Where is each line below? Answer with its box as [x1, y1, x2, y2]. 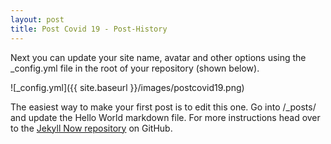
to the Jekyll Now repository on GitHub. [10, 122, 173, 134]
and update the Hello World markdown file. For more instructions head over [10, 111, 321, 123]
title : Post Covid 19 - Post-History [10, 24, 168, 34]
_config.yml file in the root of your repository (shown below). [10, 62, 260, 74]
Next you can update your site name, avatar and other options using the [10, 51, 307, 63]
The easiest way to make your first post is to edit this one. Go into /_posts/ [10, 101, 317, 113]
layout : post [10, 14, 65, 25]
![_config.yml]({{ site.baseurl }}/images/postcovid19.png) [10, 81, 245, 93]
